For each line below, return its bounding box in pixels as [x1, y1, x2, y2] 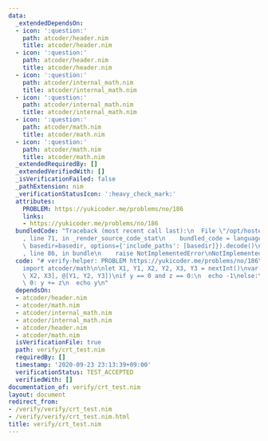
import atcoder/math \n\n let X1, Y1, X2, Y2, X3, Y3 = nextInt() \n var [22, 264, 259, 272]
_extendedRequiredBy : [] [15, 161, 98, 169]
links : [22, 213, 45, 220]
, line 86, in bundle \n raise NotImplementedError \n [22, 249, 213, 257]
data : [8, 11, 26, 20]
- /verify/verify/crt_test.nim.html [8, 413, 130, 421]
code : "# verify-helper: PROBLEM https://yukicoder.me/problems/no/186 [15, 256, 259, 264]
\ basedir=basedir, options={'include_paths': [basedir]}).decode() [22, 242, 255, 250]
